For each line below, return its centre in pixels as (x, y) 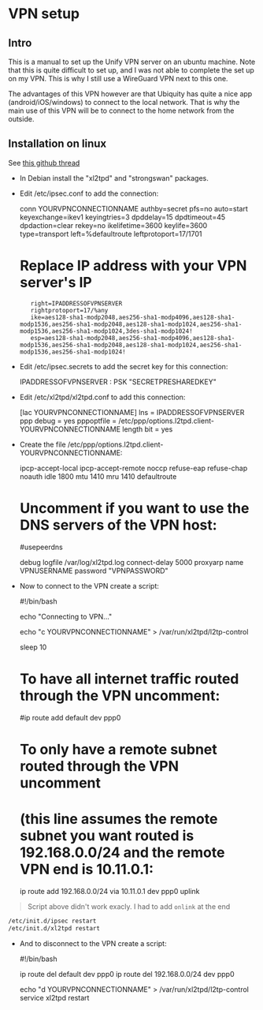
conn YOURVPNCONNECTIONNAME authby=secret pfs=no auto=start (133, 208)
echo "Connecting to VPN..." (66, 616)
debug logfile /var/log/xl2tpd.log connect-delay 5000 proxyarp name (131, 562)
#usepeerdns (41, 547)
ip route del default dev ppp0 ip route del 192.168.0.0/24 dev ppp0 (127, 974)
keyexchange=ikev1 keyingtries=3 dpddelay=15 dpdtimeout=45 (122, 217)
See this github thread (44, 163)
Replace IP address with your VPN (133, 266)
